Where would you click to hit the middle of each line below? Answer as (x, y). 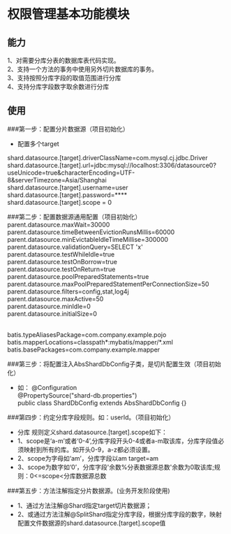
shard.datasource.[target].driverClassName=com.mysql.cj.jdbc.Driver (107, 157)
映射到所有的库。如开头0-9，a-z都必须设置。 (89, 449)
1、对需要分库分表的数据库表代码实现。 (64, 60)
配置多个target (38, 143)
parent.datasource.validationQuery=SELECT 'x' (75, 247)
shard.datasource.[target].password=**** (67, 195)
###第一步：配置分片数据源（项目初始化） (68, 129)
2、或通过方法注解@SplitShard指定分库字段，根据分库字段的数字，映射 (119, 514)
